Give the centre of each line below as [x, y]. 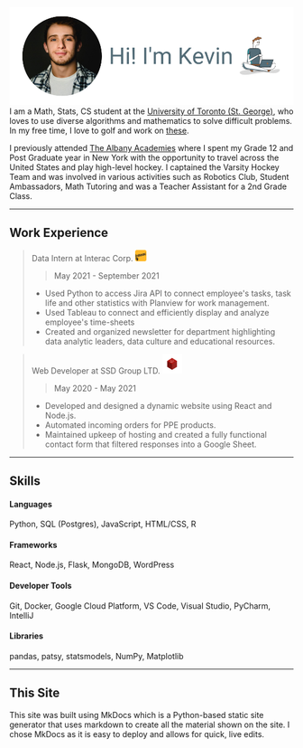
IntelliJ [22, 615]
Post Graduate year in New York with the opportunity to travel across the [144, 157]
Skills [25, 481]
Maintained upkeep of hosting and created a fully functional [156, 434]
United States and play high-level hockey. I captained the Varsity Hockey [144, 167]
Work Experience [59, 233]
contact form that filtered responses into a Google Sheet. [151, 444]
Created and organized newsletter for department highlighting [160, 331]
